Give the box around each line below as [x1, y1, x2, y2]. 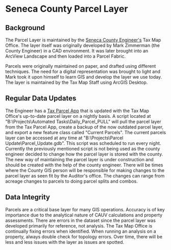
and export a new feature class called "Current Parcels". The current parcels [5, 129, 166, 135]
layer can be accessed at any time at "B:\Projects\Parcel [5, 135, 124, 141]
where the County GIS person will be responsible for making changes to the [5, 167, 165, 173]
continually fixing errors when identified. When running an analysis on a [5, 228, 157, 234]
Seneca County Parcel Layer [5, 3, 129, 15]
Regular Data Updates [5, 94, 77, 103]
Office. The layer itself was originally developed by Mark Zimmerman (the [5, 42, 160, 48]
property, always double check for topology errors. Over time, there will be [5, 233, 162, 240]
